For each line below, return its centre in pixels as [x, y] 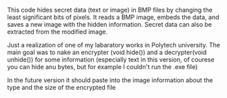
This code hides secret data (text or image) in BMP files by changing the [110, 10]
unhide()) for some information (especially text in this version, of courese [111, 60]
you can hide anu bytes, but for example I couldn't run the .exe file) [102, 67]
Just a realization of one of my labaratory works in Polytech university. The [114, 45]
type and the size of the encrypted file [61, 87]
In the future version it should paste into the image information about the [110, 80]
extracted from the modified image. [58, 32]
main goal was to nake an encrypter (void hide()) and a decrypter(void [107, 52]
